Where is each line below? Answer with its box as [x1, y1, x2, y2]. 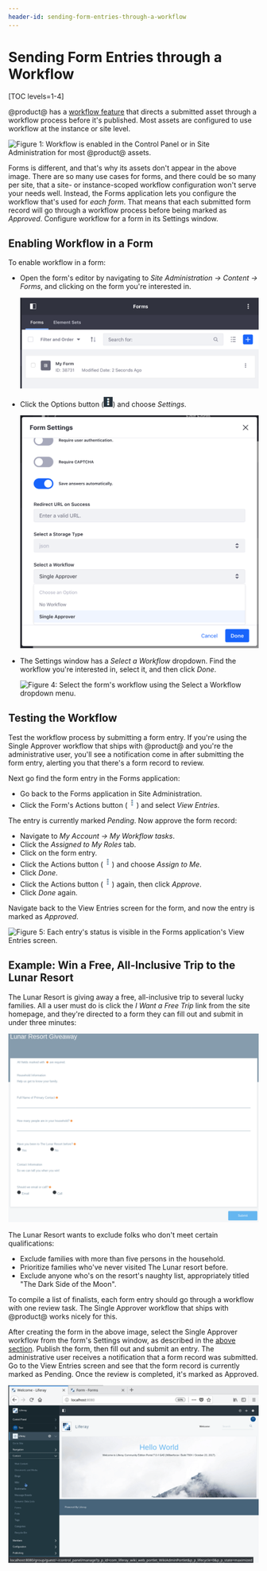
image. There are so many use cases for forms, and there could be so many [8, 171, 257, 181]
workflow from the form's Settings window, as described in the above [8, 1335, 236, 1345]
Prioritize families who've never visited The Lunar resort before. [19, 1262, 229, 1272]
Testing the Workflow [8, 711, 118, 725]
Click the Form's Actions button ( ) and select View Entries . [19, 800, 220, 809]
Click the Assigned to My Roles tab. [19, 840, 137, 849]
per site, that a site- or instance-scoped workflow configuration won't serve [8, 180, 257, 189]
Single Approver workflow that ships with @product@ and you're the [8, 741, 234, 750]
